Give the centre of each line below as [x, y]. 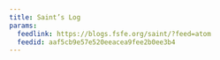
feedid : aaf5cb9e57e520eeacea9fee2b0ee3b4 [96, 42]
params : [23, 26]
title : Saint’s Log [45, 17]
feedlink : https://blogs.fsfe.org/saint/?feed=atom [114, 34]
